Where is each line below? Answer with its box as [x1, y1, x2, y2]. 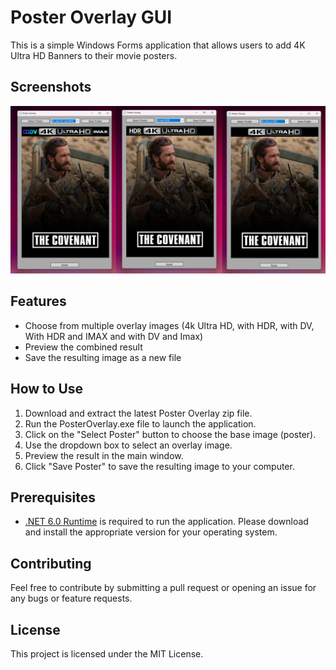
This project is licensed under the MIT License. [10, 648, 204, 660]
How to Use [10, 381, 84, 398]
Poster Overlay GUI [10, 6, 173, 29]
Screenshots [10, 79, 92, 96]
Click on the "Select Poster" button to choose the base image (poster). [24, 428, 317, 440]
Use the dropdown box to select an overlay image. [24, 439, 233, 451]
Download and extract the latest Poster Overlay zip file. [24, 407, 253, 419]
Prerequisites [10, 489, 96, 506]
